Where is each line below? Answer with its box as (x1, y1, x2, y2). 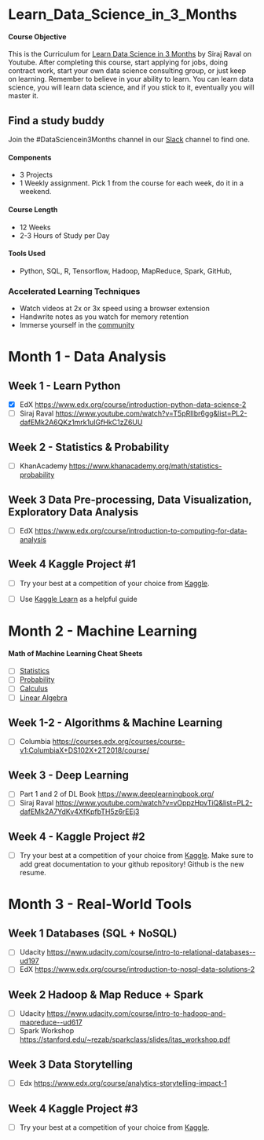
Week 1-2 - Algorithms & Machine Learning (8, 716, 223, 729)
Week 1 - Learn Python (8, 379, 121, 392)
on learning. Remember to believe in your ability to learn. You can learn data (8, 75, 254, 84)
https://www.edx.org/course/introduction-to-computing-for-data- (35, 526, 247, 535)
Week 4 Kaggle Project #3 (8, 1102, 139, 1115)
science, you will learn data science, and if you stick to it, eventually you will (8, 82, 255, 92)
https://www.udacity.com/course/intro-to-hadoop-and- (46, 1009, 226, 1018)
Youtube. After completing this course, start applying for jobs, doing (8, 57, 229, 68)
